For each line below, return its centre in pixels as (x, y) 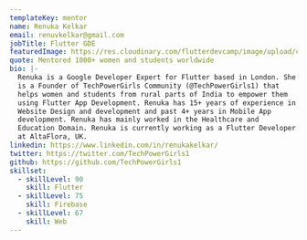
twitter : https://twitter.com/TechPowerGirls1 (100, 153)
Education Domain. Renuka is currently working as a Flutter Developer (157, 129)
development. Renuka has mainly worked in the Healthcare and (138, 120)
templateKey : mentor (49, 18)
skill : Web (47, 221)
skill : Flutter (55, 188)
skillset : (28, 171)
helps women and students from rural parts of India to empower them (153, 94)
